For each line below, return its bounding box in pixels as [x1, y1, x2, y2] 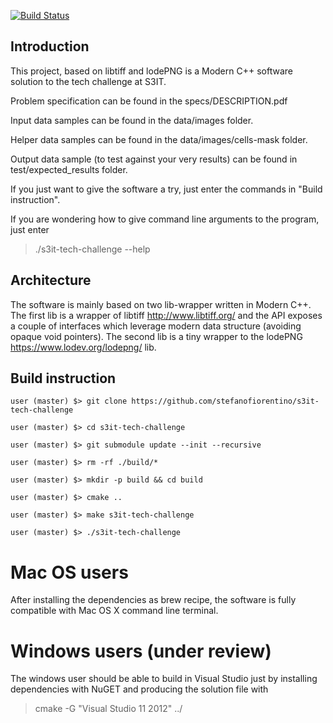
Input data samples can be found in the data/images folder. [10, 114, 254, 126]
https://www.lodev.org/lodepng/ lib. [10, 341, 157, 353]
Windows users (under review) [10, 640, 272, 662]
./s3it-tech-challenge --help [34, 243, 151, 255]
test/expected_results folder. [10, 163, 128, 175]
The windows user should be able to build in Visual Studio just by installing [10, 673, 318, 685]
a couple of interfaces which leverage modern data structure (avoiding [10, 320, 302, 332]
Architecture [10, 272, 92, 289]
